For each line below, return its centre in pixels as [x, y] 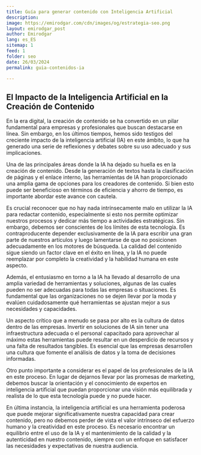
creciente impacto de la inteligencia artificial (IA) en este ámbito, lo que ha [98, 140]
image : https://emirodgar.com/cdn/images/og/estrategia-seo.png [88, 23]
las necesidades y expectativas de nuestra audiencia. [73, 446]
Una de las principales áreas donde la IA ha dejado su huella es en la [91, 164]
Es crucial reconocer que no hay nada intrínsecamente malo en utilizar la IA [100, 208]
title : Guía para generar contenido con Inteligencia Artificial [89, 12]
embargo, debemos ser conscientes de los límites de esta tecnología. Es [96, 227]
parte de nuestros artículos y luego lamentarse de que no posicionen [91, 240]
